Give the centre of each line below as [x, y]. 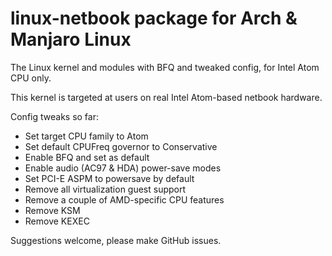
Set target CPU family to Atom [86, 136]
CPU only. [31, 78]
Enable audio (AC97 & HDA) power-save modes [123, 168]
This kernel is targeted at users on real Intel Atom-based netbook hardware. [166, 97]
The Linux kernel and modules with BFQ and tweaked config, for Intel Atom [165, 67]
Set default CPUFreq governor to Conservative [121, 146]
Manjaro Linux [71, 39]
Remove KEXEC [57, 221]
